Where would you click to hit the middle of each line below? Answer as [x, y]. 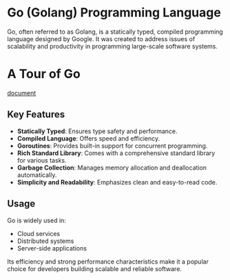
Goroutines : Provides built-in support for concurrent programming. [112, 145]
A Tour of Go [44, 74]
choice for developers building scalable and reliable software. [95, 268]
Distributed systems [45, 241]
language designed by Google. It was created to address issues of [101, 38]
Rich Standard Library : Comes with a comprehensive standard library [116, 153]
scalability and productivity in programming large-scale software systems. [113, 46]
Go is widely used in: [37, 220]
